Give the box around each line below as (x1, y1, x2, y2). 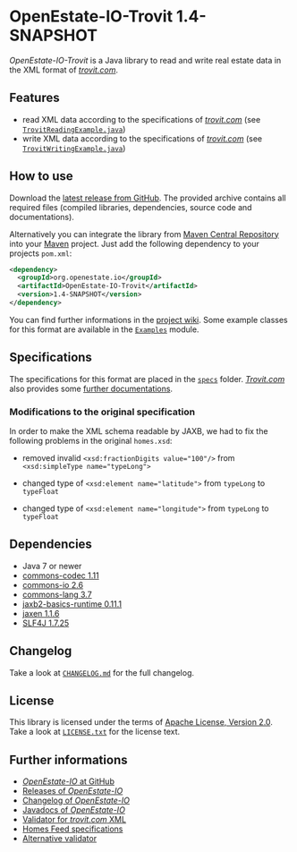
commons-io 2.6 (21, 579, 83, 590)
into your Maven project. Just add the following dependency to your (9, 238, 259, 249)
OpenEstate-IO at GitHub (21, 776, 115, 787)
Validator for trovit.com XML (21, 814, 127, 825)
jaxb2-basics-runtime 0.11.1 (21, 598, 123, 609)
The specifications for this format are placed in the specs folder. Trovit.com (9, 373, 285, 384)
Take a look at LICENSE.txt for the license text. (9, 727, 181, 737)
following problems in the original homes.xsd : (9, 436, 173, 447)
